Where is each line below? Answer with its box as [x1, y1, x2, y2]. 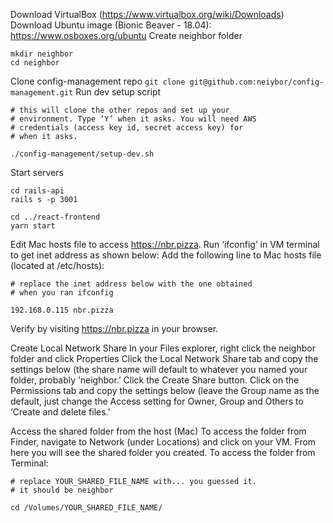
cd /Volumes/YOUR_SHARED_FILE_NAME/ [10, 503, 163, 513]
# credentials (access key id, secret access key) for [10, 123, 244, 133]
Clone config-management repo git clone [10, 75, 186, 87]
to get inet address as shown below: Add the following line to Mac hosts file [10, 249, 322, 261]
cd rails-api [10, 186, 65, 196]
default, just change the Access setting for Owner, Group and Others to [10, 395, 304, 407]
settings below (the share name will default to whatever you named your [10, 364, 308, 375]
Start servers [10, 167, 64, 178]
